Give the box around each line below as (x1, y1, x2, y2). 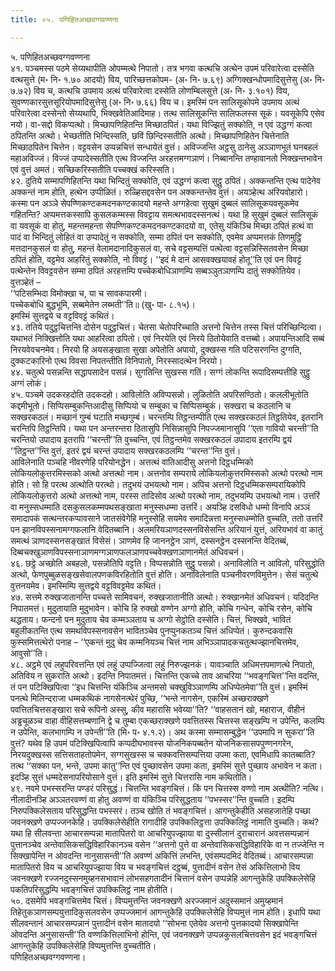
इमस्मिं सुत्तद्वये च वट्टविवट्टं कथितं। (10, 309, 115, 321)
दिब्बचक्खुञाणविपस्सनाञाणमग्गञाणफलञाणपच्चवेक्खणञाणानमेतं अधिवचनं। (10, 546, 245, 558)
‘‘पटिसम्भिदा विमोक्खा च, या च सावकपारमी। (10, 287, 148, 299)
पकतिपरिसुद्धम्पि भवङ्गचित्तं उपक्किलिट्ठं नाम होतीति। (10, 883, 174, 895)
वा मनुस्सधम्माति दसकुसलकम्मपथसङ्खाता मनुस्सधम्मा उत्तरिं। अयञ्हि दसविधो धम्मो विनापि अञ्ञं (10, 501, 311, 513)
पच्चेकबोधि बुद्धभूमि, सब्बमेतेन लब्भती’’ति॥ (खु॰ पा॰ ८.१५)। (10, 298, 197, 310)
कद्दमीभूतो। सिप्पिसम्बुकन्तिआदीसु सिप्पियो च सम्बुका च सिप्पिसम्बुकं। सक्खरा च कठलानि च (10, 399, 292, 411)
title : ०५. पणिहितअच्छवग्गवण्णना (10, 14, 119, 25)
